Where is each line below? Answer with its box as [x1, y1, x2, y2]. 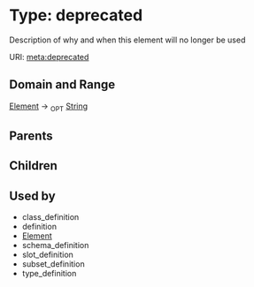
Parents [9, 128, 53, 143]
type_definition [21, 268, 77, 279]
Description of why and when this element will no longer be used [9, 34, 246, 45]
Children [9, 158, 58, 173]
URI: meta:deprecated [9, 51, 89, 62]
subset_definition [21, 259, 86, 269]
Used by [9, 188, 56, 203]
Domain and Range [9, 77, 116, 93]
